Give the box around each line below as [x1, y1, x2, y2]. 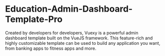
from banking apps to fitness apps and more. [5, 45, 97, 51]
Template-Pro [5, 14, 63, 25]
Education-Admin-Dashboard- [5, 3, 133, 15]
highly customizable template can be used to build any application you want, [5, 40, 161, 46]
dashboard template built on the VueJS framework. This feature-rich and [5, 35, 153, 41]
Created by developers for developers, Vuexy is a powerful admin [5, 30, 139, 36]
